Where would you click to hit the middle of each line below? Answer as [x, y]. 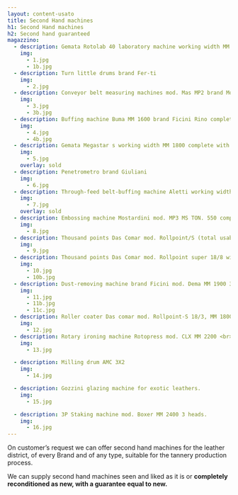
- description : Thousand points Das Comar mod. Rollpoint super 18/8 [118, 258]
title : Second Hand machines [50, 21]
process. [20, 463]
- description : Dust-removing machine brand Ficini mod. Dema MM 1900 [120, 284]
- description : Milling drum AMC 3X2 [69, 363]
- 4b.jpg [39, 139]
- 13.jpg [39, 350]
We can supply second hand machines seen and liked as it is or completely [118, 477]
